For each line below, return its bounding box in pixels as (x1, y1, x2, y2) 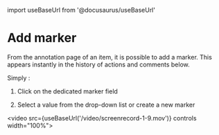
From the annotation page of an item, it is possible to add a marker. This (7, 53, 213, 61)
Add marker (7, 30, 77, 46)
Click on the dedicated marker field (17, 87, 118, 96)
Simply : (7, 73, 30, 82)
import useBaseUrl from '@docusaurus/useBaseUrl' (7, 6, 156, 14)
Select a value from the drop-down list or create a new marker (17, 100, 195, 109)
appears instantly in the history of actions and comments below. (7, 60, 191, 69)
